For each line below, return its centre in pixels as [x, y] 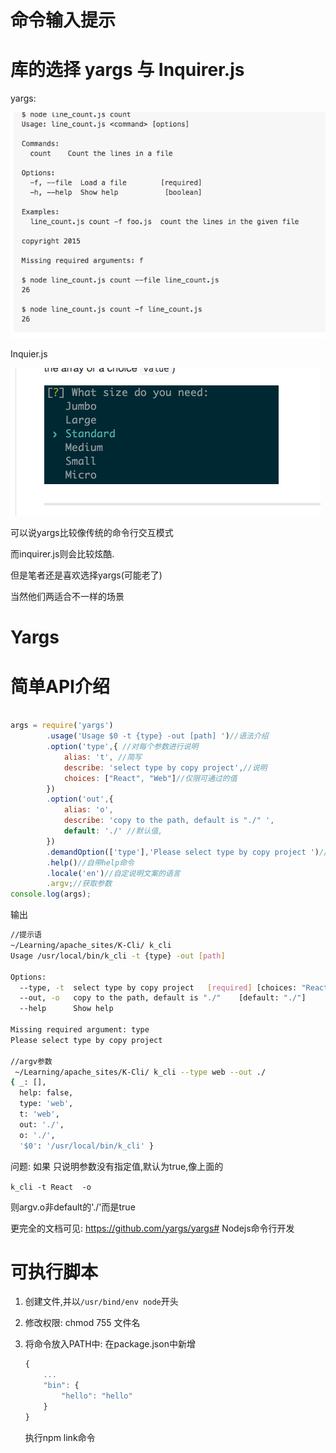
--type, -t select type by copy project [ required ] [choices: [158, 987]
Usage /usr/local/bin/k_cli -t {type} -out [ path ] [118, 956]
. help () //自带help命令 [90, 862]
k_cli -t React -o [51, 1187]
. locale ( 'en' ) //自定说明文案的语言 [113, 873]
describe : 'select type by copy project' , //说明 [165, 767]
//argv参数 [31, 1061]
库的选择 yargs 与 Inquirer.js [127, 70]
